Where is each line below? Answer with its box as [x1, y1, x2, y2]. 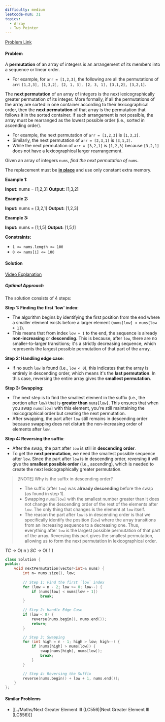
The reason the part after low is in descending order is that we [24, 511, 151, 517]
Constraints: [5, 234, 32, 240]
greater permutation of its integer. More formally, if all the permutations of [5, 96, 155, 102]
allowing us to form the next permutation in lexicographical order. [24, 538, 157, 544]
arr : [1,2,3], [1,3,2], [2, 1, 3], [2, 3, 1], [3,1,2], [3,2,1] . [12, 82, 147, 87]
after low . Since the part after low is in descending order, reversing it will [12, 456, 159, 462]
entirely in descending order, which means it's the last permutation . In [12, 370, 156, 376]
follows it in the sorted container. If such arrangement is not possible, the [5, 112, 154, 118]
